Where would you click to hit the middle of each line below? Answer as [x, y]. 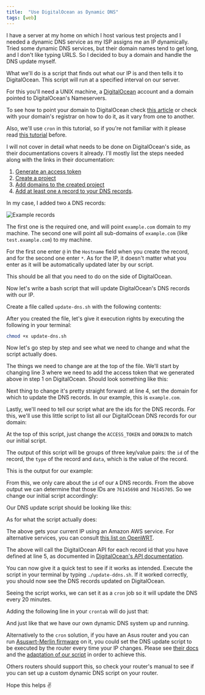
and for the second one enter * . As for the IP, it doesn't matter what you [96, 258]
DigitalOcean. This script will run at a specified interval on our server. [93, 80]
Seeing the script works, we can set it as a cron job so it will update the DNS [102, 593]
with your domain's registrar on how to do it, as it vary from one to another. [101, 116]
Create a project [35, 178]
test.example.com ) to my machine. [49, 239]
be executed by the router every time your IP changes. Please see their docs [103, 648]
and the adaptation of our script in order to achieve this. [76, 655]
